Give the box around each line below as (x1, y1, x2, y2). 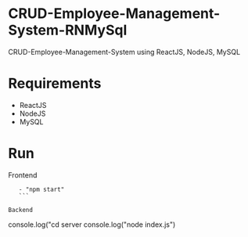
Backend (8, 206, 34, 214)
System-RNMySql (8, 21, 128, 39)
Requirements (8, 75, 102, 92)
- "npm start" (18, 185, 65, 193)
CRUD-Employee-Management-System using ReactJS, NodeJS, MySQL (8, 47, 241, 56)
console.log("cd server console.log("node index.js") (8, 220, 176, 229)
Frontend (8, 170, 38, 180)
